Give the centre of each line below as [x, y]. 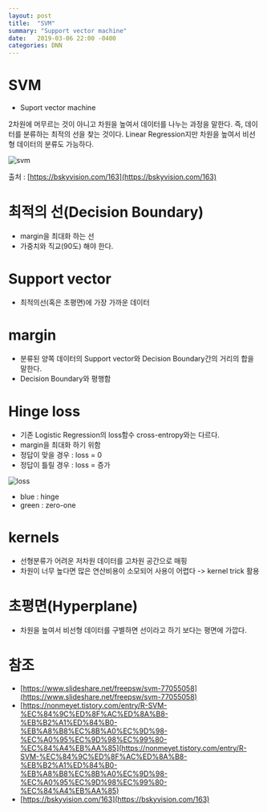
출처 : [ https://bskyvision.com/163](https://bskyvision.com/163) [113, 177]
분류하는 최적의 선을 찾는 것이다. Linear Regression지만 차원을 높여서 [132, 134]
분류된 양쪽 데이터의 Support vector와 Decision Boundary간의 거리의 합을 [137, 358]
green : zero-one [48, 505]
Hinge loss [44, 412]
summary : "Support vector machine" [68, 31]
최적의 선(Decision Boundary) [106, 212]
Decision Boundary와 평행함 [65, 378]
